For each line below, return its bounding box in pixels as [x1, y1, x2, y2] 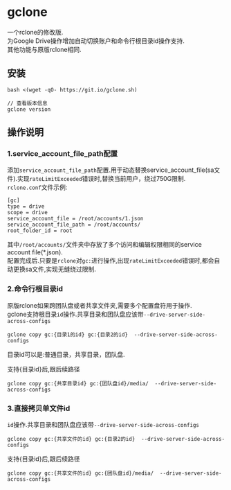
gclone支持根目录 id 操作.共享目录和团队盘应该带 [7, 310, 144, 318]
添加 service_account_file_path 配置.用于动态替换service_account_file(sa [7, 166, 214, 174]
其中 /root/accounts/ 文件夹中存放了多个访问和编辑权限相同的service [7, 240, 202, 249]
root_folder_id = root [7, 227, 73, 234]
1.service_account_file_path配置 [7, 149, 118, 159]
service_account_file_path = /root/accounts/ [7, 221, 140, 229]
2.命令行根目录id [7, 284, 64, 294]
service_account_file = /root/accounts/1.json [7, 216, 144, 222]
